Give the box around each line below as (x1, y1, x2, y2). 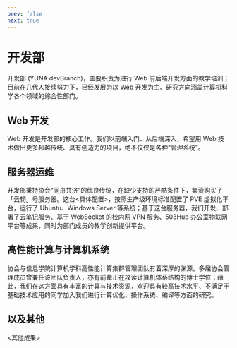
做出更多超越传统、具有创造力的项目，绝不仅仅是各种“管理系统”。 (13, 143, 205, 152)
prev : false (7, 10, 42, 18)
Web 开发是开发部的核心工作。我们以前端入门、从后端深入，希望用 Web (7, 135, 217, 143)
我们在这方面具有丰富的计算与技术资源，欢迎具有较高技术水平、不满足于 (19, 282, 230, 290)
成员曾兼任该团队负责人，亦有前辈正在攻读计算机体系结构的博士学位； (13, 272, 217, 281)
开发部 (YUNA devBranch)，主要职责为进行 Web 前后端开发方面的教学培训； (7, 74, 230, 83)
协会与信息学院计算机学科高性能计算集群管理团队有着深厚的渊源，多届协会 (7, 264, 224, 272)
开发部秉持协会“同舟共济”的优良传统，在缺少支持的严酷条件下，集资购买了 (7, 186, 224, 195)
